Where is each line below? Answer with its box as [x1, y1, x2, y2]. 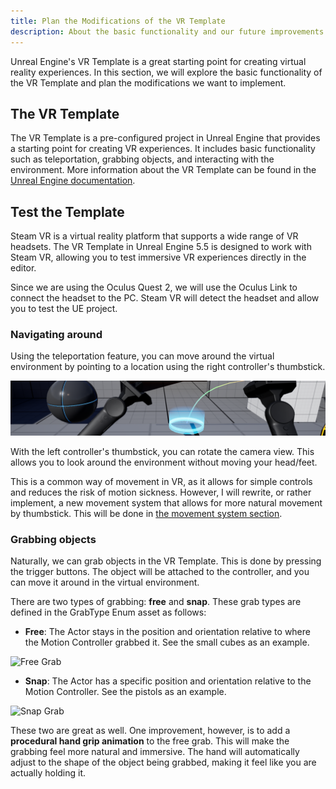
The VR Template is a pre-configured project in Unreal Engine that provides [10, 132, 321, 144]
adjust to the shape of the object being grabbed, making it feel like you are [10, 756, 317, 769]
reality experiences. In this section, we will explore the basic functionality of [10, 66, 323, 78]
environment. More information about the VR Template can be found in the [10, 164, 317, 176]
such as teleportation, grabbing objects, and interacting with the [10, 153, 275, 165]
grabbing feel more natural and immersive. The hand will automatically [10, 746, 300, 758]
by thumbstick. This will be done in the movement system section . [10, 508, 283, 520]
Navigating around [10, 328, 103, 342]
